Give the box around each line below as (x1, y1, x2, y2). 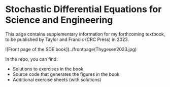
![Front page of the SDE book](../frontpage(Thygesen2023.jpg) (5, 46, 137, 52)
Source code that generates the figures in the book (12, 71, 120, 77)
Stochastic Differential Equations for (5, 4, 162, 15)
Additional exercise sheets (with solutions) (12, 76, 101, 82)
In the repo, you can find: (5, 56, 58, 62)
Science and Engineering (5, 14, 113, 26)
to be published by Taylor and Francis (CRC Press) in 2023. (5, 36, 129, 42)
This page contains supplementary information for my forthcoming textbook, (5, 31, 165, 37)
